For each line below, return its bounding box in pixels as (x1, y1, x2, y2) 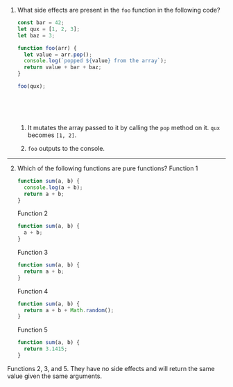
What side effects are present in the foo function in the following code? (17, 6, 221, 14)
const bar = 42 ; (17, 19, 64, 26)
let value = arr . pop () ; (24, 51, 92, 58)
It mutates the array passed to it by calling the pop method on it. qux (27, 123, 221, 132)
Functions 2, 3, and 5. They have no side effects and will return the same (7, 364, 215, 372)
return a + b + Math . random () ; (24, 307, 114, 314)
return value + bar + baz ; (24, 64, 102, 71)
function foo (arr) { (17, 44, 77, 51)
